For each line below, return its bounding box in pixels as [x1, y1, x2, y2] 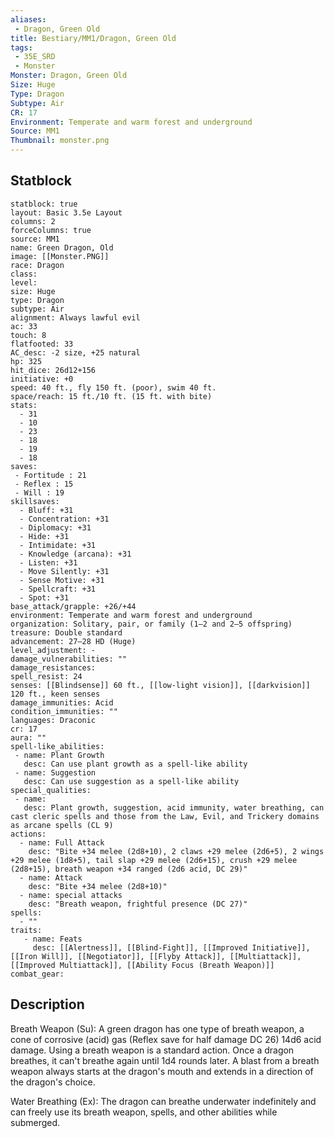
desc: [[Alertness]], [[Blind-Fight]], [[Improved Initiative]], [32, 942, 311, 953]
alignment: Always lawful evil [10, 312, 141, 323]
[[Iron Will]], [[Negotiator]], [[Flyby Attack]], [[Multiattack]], [10, 951, 302, 961]
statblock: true [10, 199, 78, 209]
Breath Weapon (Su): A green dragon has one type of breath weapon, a [10, 1022, 305, 1035]
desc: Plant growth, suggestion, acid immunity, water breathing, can [23, 802, 325, 813]
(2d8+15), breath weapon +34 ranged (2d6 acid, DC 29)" [10, 864, 248, 874]
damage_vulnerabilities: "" [10, 654, 128, 664]
